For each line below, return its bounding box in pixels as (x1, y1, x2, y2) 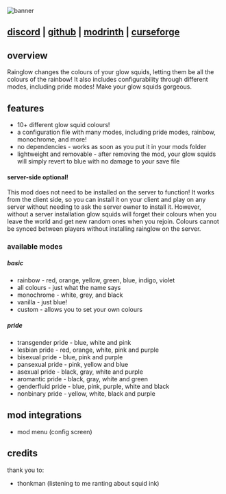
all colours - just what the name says (16, 284, 121, 292)
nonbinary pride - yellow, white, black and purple (16, 390, 155, 398)
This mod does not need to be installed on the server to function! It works (7, 188, 214, 197)
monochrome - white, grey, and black (16, 291, 123, 299)
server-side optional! (7, 172, 68, 181)
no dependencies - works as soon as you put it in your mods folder (16, 143, 207, 151)
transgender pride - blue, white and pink (16, 339, 131, 347)
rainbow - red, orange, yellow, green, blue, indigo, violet (16, 276, 175, 284)
